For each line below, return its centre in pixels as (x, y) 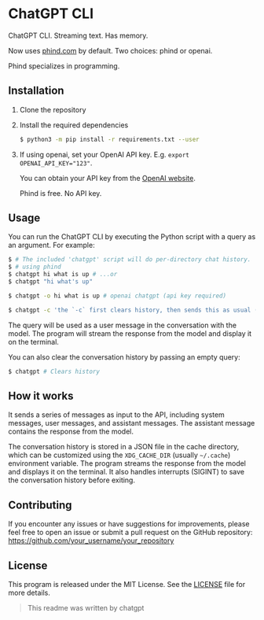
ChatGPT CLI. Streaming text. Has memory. (78, 35)
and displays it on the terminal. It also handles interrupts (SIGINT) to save (126, 472)
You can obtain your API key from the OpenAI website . (108, 178)
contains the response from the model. (71, 432)
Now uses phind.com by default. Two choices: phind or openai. (110, 50)
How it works (41, 395)
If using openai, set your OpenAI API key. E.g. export (104, 154)
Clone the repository (53, 109)
